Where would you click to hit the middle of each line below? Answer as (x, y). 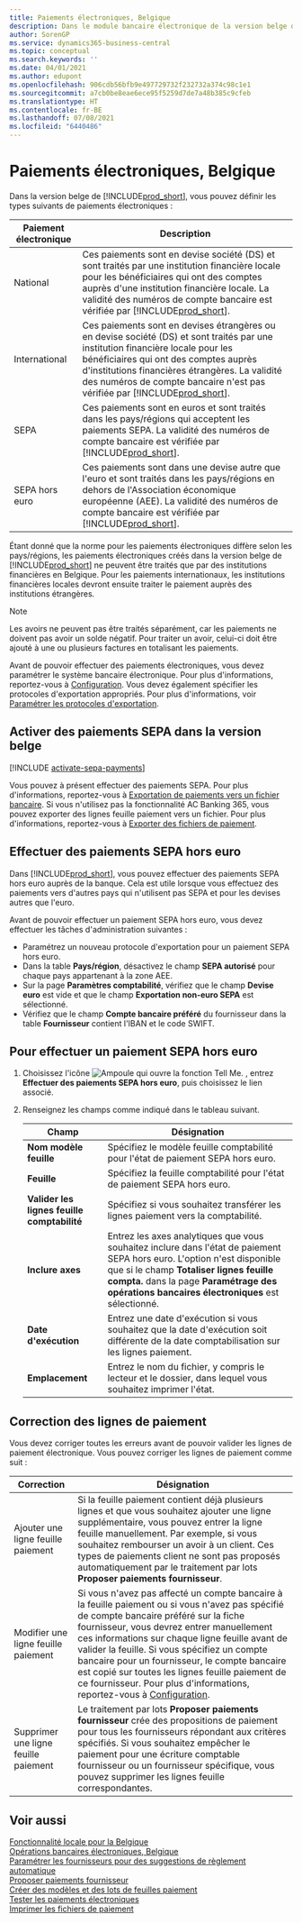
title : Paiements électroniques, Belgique (90, 18)
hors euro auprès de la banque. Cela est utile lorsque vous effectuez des (144, 883)
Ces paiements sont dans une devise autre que (182, 467)
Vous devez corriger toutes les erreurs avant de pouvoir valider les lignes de (151, 1444)
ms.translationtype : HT (54, 101)
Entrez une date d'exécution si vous (182, 1318)
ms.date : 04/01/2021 (48, 68)
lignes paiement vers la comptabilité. (185, 1216)
